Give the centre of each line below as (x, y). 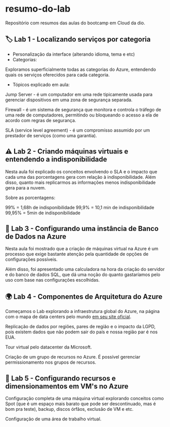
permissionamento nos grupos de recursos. (51, 362)
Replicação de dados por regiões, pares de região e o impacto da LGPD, (80, 327)
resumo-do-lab (38, 9)
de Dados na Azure (36, 236)
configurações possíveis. (31, 259)
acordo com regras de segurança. (41, 120)
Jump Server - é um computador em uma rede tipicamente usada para (79, 94)
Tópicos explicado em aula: (41, 85)
